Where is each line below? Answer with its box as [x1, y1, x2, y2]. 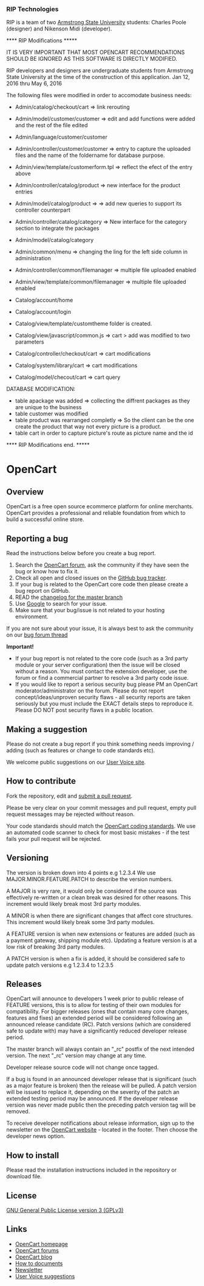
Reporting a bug [6, 533, 69, 544]
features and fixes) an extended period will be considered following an [6, 1014, 183, 1022]
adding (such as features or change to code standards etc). [6, 747, 155, 754]
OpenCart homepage [15, 1240, 69, 1248]
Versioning [6, 853, 49, 863]
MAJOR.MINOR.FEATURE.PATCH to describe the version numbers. [6, 875, 173, 883]
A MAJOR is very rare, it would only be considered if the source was [6, 887, 177, 894]
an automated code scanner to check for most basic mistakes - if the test [6, 829, 190, 836]
